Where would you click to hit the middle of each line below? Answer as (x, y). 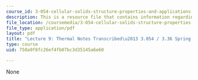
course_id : (19, 11)
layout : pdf (21, 34)
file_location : (25, 22)
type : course (22, 45)
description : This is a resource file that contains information (88, 17)
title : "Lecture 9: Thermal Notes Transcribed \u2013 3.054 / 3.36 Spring (99, 39)
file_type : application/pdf (41, 28)
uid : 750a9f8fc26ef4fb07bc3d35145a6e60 (55, 50)
